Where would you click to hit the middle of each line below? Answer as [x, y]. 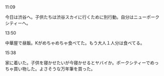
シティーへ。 [18, 23]
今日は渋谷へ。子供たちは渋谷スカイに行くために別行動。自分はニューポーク [82, 17]
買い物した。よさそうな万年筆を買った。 [54, 69]
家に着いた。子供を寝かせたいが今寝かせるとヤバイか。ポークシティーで [78, 63]
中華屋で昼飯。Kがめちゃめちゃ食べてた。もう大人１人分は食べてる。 [75, 43]
